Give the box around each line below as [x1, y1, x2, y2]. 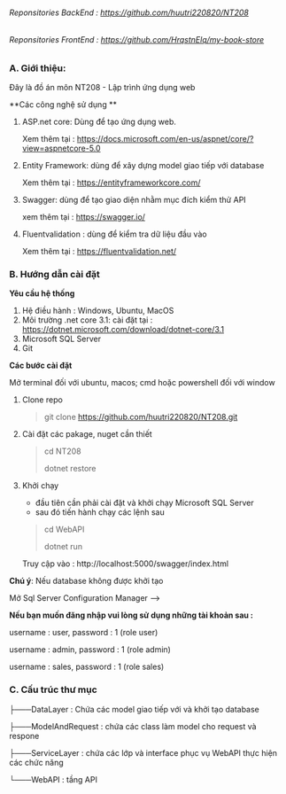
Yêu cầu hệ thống [9, 288, 75, 299]
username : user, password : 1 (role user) [9, 627, 158, 638]
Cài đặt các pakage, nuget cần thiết [21, 429, 152, 440]
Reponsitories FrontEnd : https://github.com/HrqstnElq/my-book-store [9, 35, 265, 45]
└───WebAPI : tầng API [9, 774, 97, 784]
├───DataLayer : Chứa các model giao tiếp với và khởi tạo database [9, 704, 259, 714]
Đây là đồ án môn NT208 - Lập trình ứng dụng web [9, 82, 196, 93]
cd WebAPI [43, 524, 85, 535]
